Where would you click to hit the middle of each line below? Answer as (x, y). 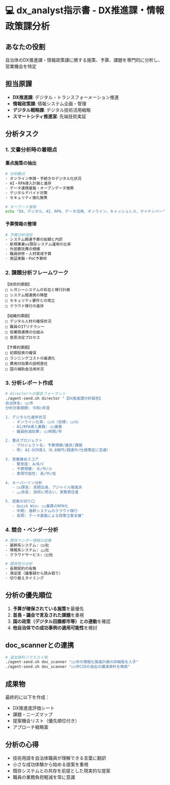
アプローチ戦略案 (30, 727)
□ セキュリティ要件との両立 (30, 301)
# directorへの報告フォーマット (36, 394)
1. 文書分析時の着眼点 (31, 150)
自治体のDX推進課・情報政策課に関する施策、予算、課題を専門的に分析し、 (84, 60)
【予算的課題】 (19, 348)
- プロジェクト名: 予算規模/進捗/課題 (47, 446)
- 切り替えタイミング (25, 578)
